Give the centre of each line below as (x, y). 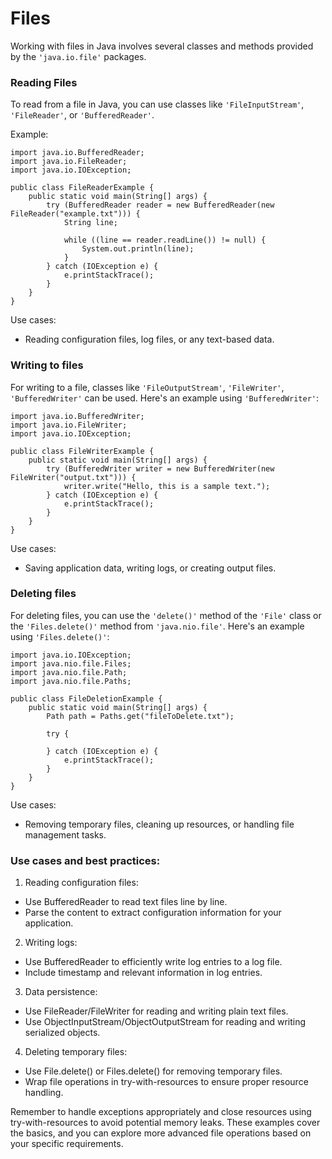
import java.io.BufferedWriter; (77, 416)
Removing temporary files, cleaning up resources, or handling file (159, 824)
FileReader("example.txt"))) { (75, 214)
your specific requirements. (67, 1144)
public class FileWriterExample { (82, 451)
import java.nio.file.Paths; (71, 681)
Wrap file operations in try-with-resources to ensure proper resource (166, 1082)
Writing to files (47, 365)
